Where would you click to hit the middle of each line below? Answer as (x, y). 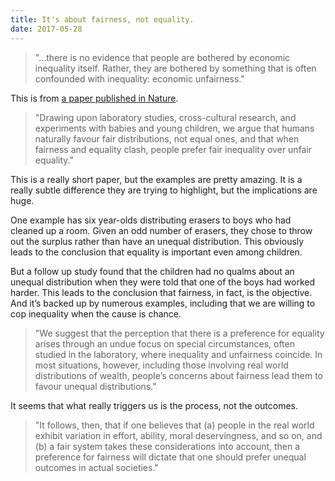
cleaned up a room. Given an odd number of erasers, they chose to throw (161, 230)
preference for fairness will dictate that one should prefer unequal (170, 457)
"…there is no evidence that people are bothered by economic (162, 57)
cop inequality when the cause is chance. (96, 313)
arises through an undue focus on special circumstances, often (164, 343)
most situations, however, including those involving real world (161, 365)
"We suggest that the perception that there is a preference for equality (179, 333)
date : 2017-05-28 (46, 29)
